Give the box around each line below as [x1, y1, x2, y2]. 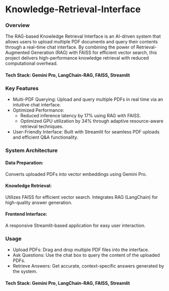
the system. [12, 269, 38, 275]
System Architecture [5, 147, 58, 154]
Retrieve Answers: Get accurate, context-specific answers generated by [12, 263, 164, 269]
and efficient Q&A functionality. [12, 134, 78, 141]
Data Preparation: [5, 160, 44, 166]
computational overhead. [5, 60, 58, 67]
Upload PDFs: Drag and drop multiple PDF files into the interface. [12, 247, 149, 253]
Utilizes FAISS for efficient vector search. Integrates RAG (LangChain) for [5, 194, 158, 200]
